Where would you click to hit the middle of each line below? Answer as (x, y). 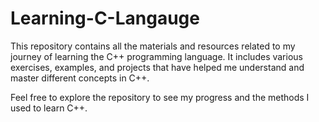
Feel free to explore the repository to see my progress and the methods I (160, 97)
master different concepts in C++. (80, 78)
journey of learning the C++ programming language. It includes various (156, 56)
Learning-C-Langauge (105, 18)
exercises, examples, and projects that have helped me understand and (157, 67)
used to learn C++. (49, 108)
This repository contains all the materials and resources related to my (153, 46)
